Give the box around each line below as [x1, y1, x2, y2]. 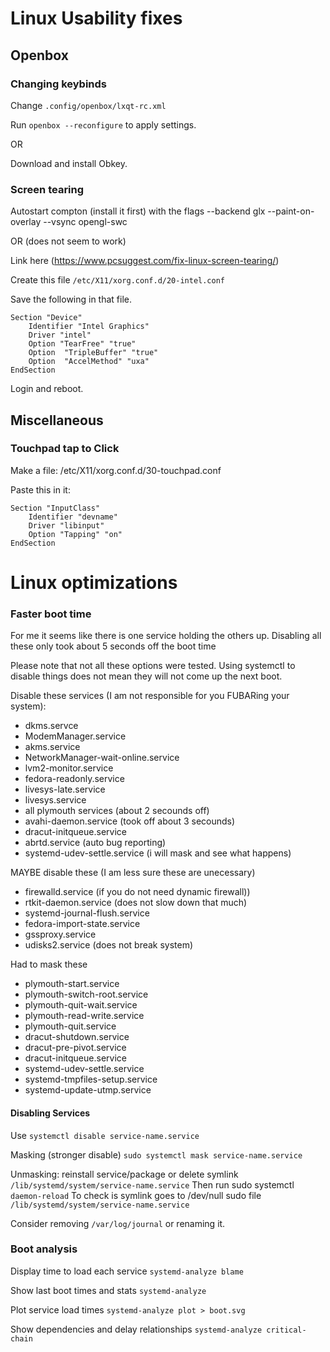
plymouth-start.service [24, 978, 120, 990]
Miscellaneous [10, 412, 104, 429]
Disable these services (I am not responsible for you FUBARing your [10, 690, 290, 702]
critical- [266, 1325, 307, 1335]
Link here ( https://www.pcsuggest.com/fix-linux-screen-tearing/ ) [10, 255, 280, 267]
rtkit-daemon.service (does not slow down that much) [24, 897, 248, 909]
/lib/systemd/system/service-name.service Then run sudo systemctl [10, 1178, 295, 1191]
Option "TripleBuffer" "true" [28, 348, 159, 358]
